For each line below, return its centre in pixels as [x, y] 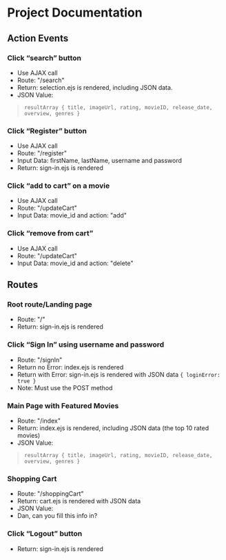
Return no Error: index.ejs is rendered [70, 367]
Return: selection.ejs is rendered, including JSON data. [95, 87]
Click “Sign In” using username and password [86, 345]
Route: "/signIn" [40, 360]
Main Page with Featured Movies [63, 405]
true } [27, 381]
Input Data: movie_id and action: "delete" [75, 263]
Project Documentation [75, 13]
